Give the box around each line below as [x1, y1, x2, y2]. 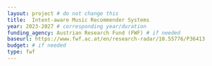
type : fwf [7, 49, 36, 56]
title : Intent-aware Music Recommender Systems [7, 16, 150, 23]
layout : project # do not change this [7, 10, 119, 17]
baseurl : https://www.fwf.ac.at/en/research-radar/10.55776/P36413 [7, 36, 206, 43]
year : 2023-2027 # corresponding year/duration [7, 23, 147, 30]
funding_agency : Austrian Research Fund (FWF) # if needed [7, 29, 181, 36]
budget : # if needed [7, 42, 67, 49]
